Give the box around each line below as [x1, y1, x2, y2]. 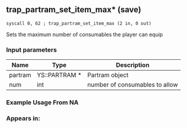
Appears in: [6, 114, 41, 122]
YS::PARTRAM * [37, 71, 82, 79]
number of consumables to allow [87, 81, 178, 89]
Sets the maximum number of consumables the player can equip [6, 31, 163, 38]
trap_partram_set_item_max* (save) [6, 5, 142, 15]
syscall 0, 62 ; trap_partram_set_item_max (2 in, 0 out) [6, 20, 152, 26]
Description [116, 61, 150, 69]
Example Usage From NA [6, 98, 78, 107]
